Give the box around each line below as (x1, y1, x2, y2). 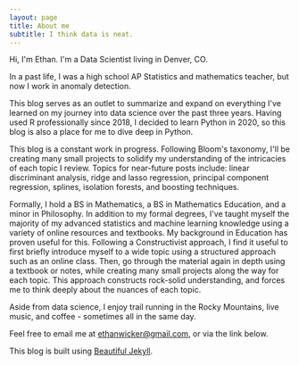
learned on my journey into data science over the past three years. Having (9, 108, 282, 119)
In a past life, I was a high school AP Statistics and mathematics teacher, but (9, 71, 290, 82)
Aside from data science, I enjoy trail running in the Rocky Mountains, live (9, 302, 279, 312)
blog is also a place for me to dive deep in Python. (9, 127, 194, 137)
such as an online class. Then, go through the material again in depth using (9, 256, 286, 267)
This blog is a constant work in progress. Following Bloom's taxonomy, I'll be (9, 144, 291, 154)
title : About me (9, 21, 70, 30)
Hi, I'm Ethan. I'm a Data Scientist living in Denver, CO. (9, 54, 208, 65)
